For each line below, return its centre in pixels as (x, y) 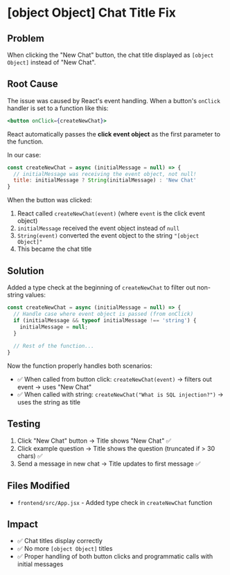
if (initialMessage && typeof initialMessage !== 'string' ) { (105, 320)
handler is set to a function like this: (58, 108)
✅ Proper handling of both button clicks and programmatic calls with (115, 556)
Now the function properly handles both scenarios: (80, 366)
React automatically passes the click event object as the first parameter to (114, 134)
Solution (26, 271)
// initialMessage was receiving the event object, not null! (105, 174)
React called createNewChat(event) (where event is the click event (111, 213)
